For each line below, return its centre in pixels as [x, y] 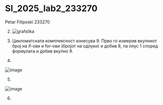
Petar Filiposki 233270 [27, 22]
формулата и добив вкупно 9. [43, 51]
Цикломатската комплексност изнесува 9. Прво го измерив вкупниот [84, 41]
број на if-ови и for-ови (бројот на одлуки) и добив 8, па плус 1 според [85, 46]
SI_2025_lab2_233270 [51, 9]
